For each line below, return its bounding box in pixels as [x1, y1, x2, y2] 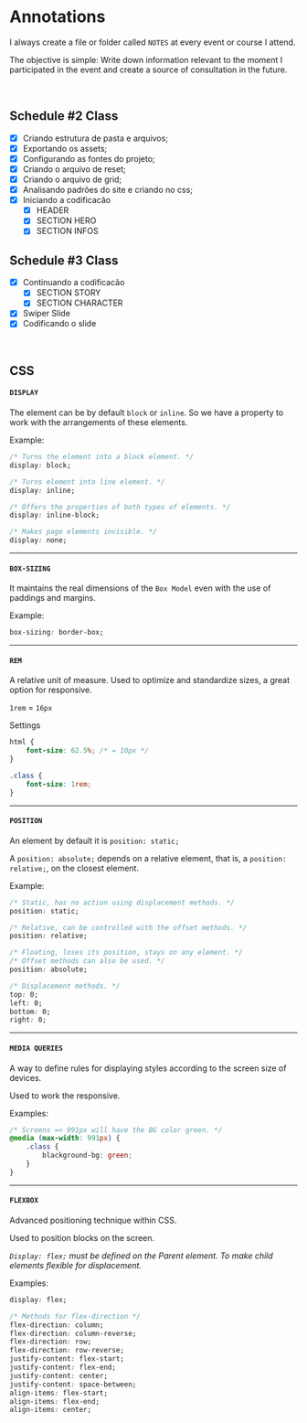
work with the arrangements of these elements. [9, 417, 188, 428]
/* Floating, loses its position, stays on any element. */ [9, 948, 244, 958]
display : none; [9, 536, 68, 545]
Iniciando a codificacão [22, 195, 111, 206]
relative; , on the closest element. [9, 862, 140, 873]
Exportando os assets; [22, 143, 108, 154]
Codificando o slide [22, 318, 97, 329]
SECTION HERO [36, 215, 97, 226]
